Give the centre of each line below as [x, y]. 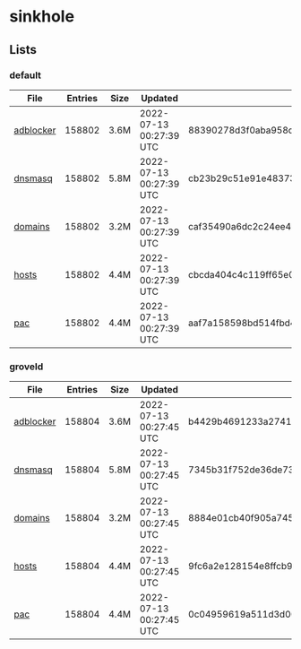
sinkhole [42, 17]
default [26, 75]
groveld [26, 367]
